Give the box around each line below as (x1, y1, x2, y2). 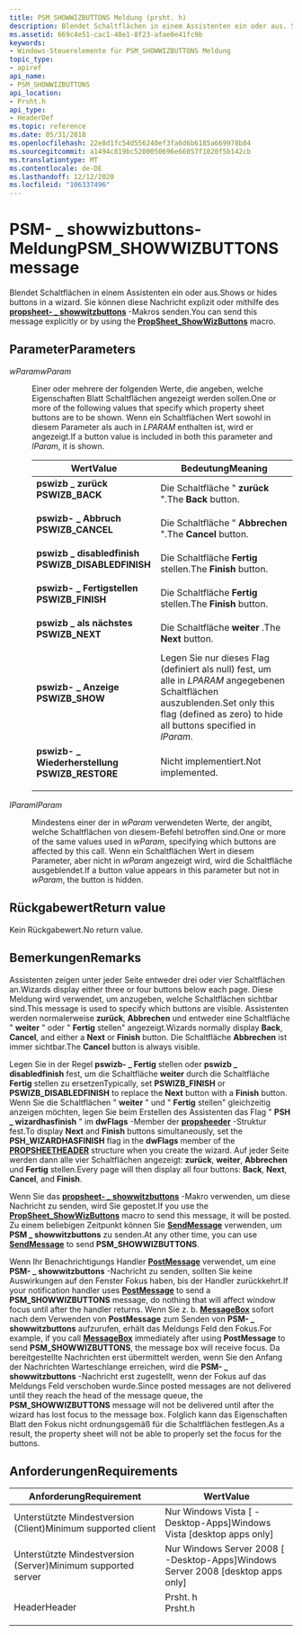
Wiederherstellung (36, 756, 119, 768)
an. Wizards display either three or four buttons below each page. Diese (9, 984, 274, 994)
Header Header (13, 1601, 77, 1613)
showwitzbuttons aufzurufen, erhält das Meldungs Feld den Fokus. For (9, 1323, 272, 1334)
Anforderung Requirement (28, 1490, 142, 1503)
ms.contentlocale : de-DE (9, 164, 102, 173)
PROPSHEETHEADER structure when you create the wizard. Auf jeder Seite (9, 1145, 289, 1155)
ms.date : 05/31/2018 (9, 130, 87, 139)
